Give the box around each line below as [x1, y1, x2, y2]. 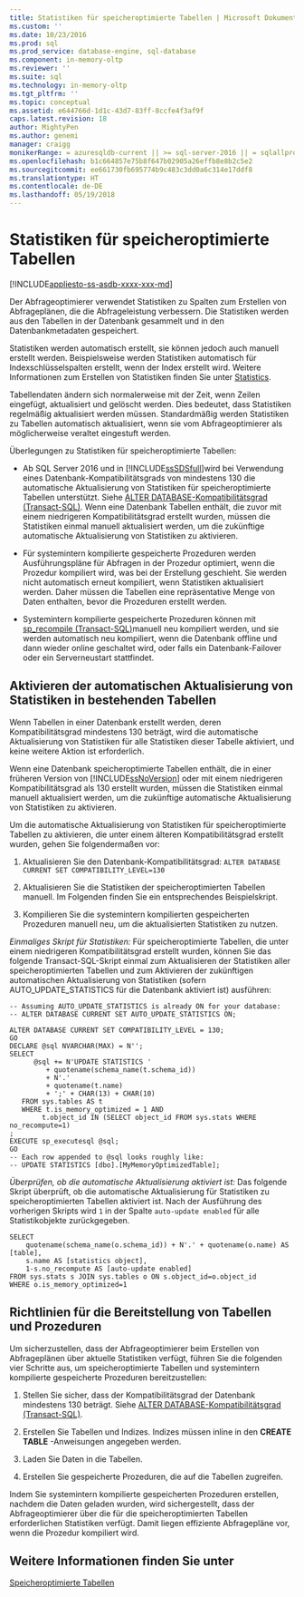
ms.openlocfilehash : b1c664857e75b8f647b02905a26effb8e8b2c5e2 [9, 156, 253, 166]
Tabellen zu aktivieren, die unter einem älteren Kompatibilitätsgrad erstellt [9, 829, 284, 840]
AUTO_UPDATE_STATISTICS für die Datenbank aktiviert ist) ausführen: [9, 984, 271, 995]
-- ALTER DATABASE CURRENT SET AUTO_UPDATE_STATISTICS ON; [9, 1009, 237, 1018]
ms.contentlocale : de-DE [9, 182, 103, 191]
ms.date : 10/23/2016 [9, 30, 88, 39]
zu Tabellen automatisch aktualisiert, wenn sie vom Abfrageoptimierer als [9, 418, 283, 429]
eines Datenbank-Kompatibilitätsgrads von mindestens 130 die [22, 472, 256, 483]
